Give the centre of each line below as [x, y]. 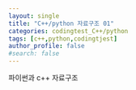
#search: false [34, 54]
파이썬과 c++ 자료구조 [43, 77]
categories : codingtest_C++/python [68, 31]
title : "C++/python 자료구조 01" [62, 24]
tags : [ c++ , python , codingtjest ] [63, 39]
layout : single [34, 16]
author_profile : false [47, 46]
